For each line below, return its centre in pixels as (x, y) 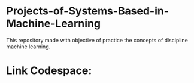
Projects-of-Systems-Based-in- (88, 11)
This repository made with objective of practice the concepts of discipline (97, 40)
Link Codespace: (49, 71)
